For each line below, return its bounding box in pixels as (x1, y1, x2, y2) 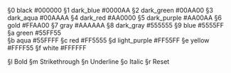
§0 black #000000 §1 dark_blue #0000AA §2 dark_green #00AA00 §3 (7, 6, 213, 14)
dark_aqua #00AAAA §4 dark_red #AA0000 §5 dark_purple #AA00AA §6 (7, 13, 222, 22)
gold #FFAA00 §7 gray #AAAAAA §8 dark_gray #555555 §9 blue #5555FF (7, 21, 225, 29)
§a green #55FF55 (7, 28, 62, 37)
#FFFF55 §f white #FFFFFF (7, 44, 87, 52)
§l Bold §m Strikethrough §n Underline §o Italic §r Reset (7, 57, 170, 66)
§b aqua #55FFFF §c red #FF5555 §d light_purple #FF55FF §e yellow (7, 36, 210, 45)
